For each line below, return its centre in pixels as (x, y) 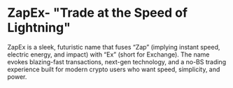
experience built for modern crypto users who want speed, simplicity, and (114, 69)
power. (17, 76)
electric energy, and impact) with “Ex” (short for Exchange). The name (108, 54)
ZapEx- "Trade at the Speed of (97, 13)
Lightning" (39, 28)
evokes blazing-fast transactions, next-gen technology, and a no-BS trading (116, 61)
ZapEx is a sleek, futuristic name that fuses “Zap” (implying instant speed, (114, 47)
